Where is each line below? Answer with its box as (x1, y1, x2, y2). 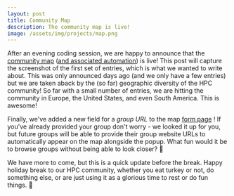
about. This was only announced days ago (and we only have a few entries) (7, 72, 226, 80)
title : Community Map (7, 17, 71, 24)
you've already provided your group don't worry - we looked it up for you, (7, 122, 221, 131)
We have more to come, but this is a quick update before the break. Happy (7, 159, 223, 167)
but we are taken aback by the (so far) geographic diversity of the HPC (7, 79, 213, 88)
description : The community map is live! (7, 23, 131, 30)
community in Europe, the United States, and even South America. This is (7, 94, 220, 103)
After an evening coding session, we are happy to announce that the (7, 49, 205, 58)
